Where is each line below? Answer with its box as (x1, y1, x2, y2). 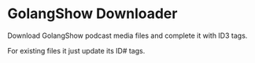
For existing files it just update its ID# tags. (7, 46, 146, 55)
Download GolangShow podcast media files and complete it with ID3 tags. (7, 31, 248, 40)
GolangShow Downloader (7, 5, 178, 23)
